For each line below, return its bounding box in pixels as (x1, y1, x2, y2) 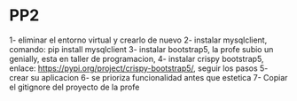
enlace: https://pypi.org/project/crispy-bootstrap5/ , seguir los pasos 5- (9, 63, 269, 74)
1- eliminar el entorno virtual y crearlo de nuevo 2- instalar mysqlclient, (9, 35, 268, 45)
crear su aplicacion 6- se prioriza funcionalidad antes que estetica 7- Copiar (9, 72, 288, 82)
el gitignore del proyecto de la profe (9, 82, 140, 92)
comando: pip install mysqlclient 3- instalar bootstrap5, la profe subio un (9, 43, 274, 54)
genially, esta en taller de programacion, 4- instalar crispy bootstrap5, (9, 53, 264, 64)
